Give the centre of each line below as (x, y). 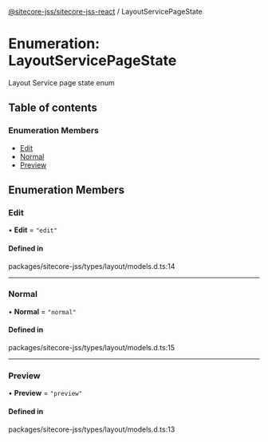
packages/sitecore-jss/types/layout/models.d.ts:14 (92, 266)
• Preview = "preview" (45, 393)
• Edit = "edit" (33, 230)
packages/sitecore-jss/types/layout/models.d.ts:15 (92, 348)
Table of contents (53, 108)
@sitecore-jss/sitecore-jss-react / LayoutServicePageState (106, 12)
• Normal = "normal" (42, 311)
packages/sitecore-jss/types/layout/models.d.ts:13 (92, 429)
